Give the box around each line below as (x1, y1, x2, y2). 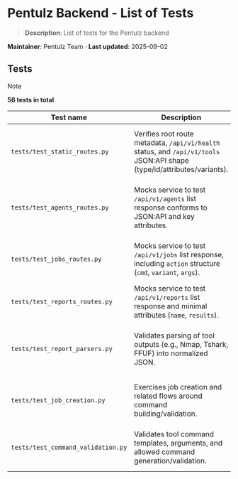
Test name (50, 112, 87, 122)
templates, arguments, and (133, 438, 223, 448)
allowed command (133, 446, 195, 456)
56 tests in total (7, 95, 55, 104)
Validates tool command (133, 429, 215, 438)
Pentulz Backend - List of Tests (7, 5, 194, 21)
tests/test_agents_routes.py (11, 203, 109, 211)
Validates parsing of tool (133, 330, 215, 340)
